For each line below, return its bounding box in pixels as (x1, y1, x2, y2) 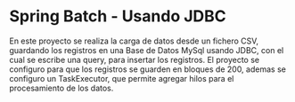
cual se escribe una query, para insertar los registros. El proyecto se (9, 54, 260, 65)
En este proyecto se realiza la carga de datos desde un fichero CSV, (9, 35, 259, 46)
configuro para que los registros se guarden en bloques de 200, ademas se (9, 64, 287, 75)
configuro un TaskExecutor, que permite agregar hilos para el (9, 73, 234, 83)
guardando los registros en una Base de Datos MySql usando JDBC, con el (9, 44, 284, 55)
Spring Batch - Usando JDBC (9, 6, 227, 27)
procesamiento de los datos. (9, 82, 114, 93)
